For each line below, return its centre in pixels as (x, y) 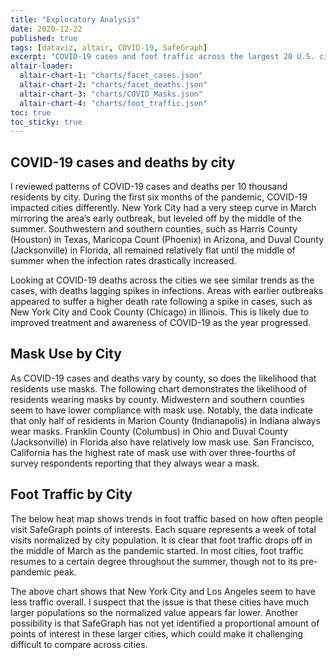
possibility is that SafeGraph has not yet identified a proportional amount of (165, 623)
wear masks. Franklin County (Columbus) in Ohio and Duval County (149, 431)
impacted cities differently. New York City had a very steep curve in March (163, 208)
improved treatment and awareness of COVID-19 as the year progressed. (161, 323)
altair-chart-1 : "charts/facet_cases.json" (111, 76)
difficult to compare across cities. (79, 644)
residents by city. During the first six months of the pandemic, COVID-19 (159, 197)
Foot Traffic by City (71, 494)
